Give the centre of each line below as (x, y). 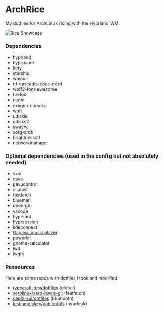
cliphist (20, 189)
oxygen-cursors (29, 106)
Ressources (20, 267)
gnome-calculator (31, 243)
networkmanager (31, 143)
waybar (20, 79)
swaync (21, 127)
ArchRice (25, 9)
